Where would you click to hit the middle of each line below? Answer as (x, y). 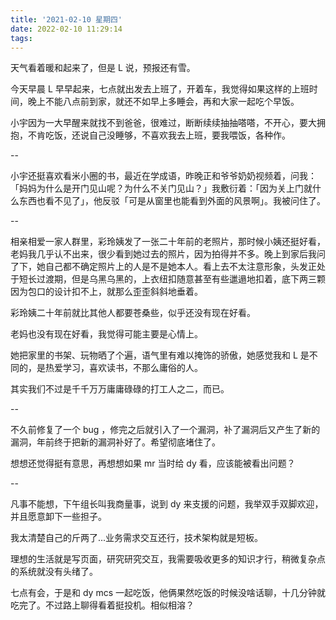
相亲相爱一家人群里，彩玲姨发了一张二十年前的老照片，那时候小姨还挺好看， (168, 242)
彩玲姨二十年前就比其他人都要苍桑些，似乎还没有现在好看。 (133, 313)
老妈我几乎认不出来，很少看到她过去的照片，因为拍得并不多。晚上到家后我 (163, 254)
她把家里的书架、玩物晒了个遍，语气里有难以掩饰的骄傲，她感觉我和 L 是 (160, 355)
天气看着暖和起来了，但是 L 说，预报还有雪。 (103, 68)
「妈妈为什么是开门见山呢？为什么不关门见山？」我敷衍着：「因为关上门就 (161, 188)
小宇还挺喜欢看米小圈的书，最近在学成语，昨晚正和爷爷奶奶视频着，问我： (163, 176)
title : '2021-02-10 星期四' (66, 19)
